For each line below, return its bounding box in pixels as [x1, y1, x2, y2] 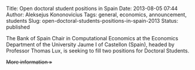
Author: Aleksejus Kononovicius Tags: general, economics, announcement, [6, 11, 187, 18]
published [6, 23, 30, 30]
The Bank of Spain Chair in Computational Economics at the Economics [6, 35, 179, 41]
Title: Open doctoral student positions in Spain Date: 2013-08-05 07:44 [6, 5, 178, 12]
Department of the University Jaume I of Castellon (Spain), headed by [6, 41, 175, 48]
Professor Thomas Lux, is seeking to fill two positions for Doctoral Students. [6, 47, 189, 54]
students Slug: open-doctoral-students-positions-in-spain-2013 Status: [6, 17, 179, 24]
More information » [6, 58, 53, 65]
